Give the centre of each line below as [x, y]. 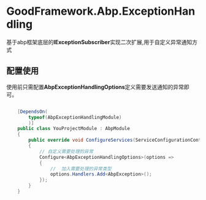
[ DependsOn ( [32, 112]
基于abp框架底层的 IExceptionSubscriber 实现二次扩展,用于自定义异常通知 [99, 42]
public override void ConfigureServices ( [82, 140]
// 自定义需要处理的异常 [66, 152]
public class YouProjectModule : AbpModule [74, 129]
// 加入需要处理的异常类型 [81, 169]
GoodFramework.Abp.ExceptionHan [101, 11]
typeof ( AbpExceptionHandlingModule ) [75, 117]
